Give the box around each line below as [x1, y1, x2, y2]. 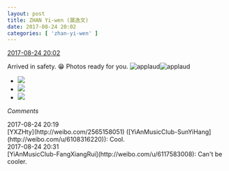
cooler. [7, 158, 27, 166]
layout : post [7, 10, 45, 17]
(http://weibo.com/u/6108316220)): [7, 135, 108, 144]
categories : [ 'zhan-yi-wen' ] [7, 29, 98, 37]
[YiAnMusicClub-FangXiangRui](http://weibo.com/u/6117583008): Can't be [7, 150, 223, 158]
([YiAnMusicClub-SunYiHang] [126, 128, 212, 136]
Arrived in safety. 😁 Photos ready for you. [7, 62, 128, 70]
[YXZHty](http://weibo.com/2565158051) [7, 128, 125, 136]
